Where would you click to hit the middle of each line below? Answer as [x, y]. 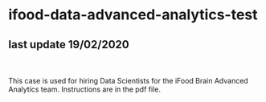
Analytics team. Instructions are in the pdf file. [84, 89]
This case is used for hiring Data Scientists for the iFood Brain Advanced [129, 81]
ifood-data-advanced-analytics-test [133, 15]
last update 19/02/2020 [69, 45]
